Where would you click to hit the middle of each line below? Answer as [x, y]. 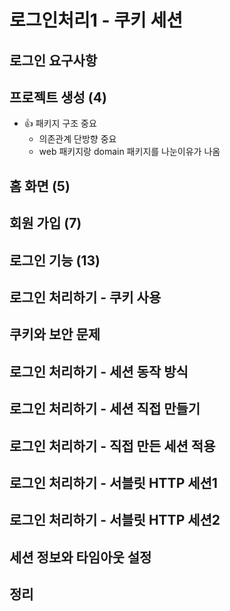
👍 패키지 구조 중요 [60, 123]
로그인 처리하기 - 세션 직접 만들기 [105, 409]
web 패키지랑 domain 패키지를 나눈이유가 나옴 [129, 152]
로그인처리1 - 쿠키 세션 [96, 20]
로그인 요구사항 [53, 60]
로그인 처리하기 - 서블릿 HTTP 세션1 [113, 482]
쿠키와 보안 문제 [55, 334]
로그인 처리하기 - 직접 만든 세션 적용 [112, 446]
